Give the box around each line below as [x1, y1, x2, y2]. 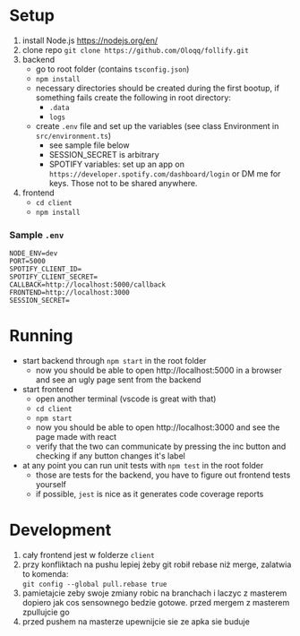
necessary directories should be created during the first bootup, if [35, 82, 280, 93]
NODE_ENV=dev [9, 249, 58, 258]
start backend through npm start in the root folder [21, 356, 207, 366]
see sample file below [48, 140, 130, 150]
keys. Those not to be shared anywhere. [48, 177, 198, 188]
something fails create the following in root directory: [35, 91, 231, 103]
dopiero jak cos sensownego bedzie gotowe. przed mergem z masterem [21, 597, 290, 608]
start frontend [21, 384, 74, 395]
